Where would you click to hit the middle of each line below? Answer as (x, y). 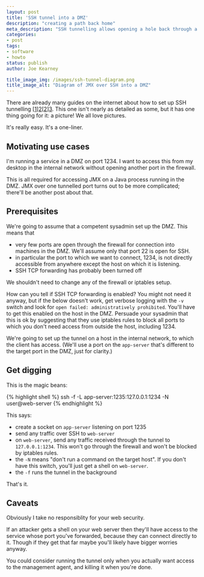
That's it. (17, 484)
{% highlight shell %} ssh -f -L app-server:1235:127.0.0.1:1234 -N (88, 397)
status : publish (27, 63)
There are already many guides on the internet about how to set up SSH (97, 103)
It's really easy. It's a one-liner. (45, 127)
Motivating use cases (48, 147)
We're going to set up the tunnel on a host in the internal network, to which (100, 338)
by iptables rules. (37, 453)
